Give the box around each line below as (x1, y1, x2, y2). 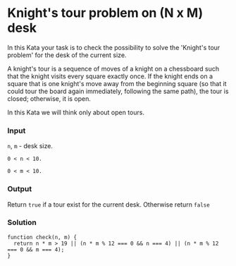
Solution (7, 217, 37, 227)
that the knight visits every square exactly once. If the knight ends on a (7, 72, 213, 80)
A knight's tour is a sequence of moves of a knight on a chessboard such (7, 64, 220, 73)
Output (7, 184, 32, 194)
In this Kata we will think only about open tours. (7, 108, 144, 116)
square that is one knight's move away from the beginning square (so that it (7, 79, 227, 87)
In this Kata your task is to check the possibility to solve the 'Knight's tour (7, 43, 221, 52)
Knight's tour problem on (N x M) (7, 5, 204, 21)
